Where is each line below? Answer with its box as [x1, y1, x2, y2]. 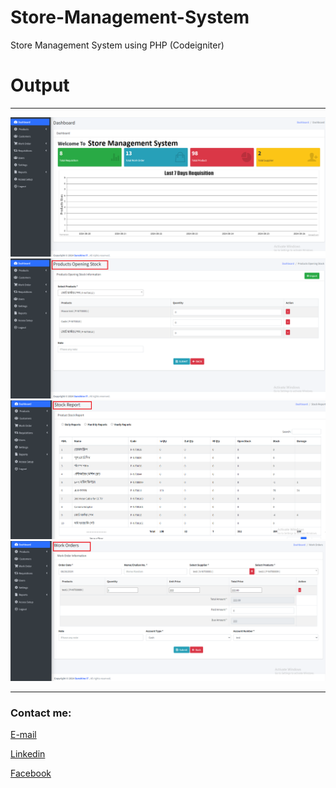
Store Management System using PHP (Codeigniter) [10, 39, 225, 51]
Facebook [10, 767, 52, 780]
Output [10, 74, 70, 97]
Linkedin [10, 748, 46, 760]
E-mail [10, 729, 37, 741]
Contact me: [10, 706, 72, 720]
